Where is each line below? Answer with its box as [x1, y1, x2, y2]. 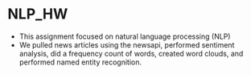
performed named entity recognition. [19, 57, 142, 67]
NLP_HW [7, 5, 68, 23]
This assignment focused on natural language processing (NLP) [19, 31, 231, 41]
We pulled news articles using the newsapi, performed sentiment [19, 40, 235, 49]
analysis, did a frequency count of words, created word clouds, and [19, 48, 244, 58]
